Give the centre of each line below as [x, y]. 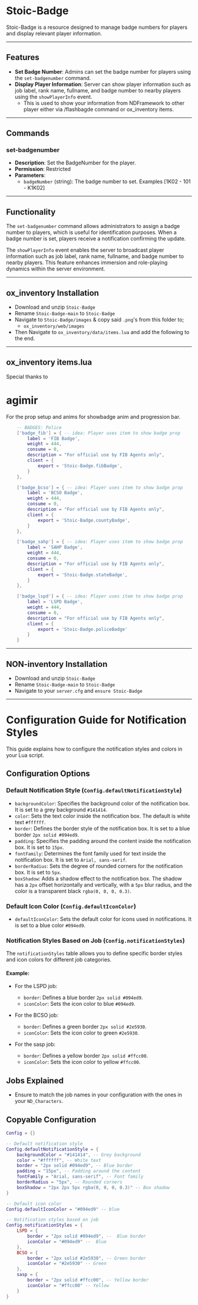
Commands [28, 133]
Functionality [31, 212]
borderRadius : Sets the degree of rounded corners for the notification [98, 866]
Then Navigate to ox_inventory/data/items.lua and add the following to [102, 332]
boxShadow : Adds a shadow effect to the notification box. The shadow [98, 878]
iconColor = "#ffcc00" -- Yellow [68, 1286]
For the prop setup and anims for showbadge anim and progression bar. [93, 417]
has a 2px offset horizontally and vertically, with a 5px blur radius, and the [103, 884]
